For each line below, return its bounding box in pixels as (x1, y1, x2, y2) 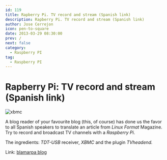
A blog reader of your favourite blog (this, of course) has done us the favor (5, 119, 162, 125)
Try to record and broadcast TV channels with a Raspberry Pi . (5, 130, 135, 136)
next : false (5, 41, 31, 46)
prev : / (5, 36, 22, 41)
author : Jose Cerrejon (5, 21, 53, 27)
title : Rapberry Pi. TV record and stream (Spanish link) (5, 12, 131, 17)
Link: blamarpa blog (5, 149, 47, 155)
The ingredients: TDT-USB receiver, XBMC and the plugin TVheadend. (5, 139, 153, 145)
